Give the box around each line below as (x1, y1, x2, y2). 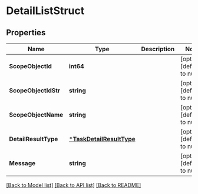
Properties (6, 28, 46, 38)
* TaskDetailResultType (68, 135, 136, 143)
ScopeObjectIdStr (9, 86, 61, 95)
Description (141, 45, 175, 53)
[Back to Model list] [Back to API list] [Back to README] (6, 182, 141, 189)
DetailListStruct (6, 4, 85, 18)
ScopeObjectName (9, 111, 64, 119)
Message (9, 159, 36, 167)
